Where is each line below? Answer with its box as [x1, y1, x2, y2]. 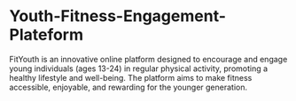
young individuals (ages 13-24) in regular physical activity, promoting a [9, 63, 269, 74]
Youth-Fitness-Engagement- [9, 6, 227, 26]
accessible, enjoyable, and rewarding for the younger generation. [9, 82, 248, 92]
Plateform [9, 25, 84, 45]
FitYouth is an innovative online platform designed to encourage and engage [9, 54, 288, 64]
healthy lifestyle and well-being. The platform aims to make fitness [9, 72, 253, 83]
